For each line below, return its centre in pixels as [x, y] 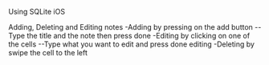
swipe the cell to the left [48, 53]
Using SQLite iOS [37, 12]
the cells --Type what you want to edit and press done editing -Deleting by [132, 44]
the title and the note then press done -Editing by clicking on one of [139, 36]
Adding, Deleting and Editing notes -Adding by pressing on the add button [130, 27]
